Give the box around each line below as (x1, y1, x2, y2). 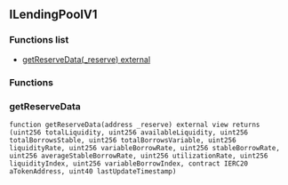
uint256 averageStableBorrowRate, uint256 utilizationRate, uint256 (9, 151, 268, 160)
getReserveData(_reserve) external (21, 53, 151, 65)
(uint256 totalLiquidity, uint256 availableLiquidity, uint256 (9, 128, 249, 137)
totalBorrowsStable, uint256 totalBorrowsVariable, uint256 (9, 135, 237, 145)
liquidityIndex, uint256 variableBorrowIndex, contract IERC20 (9, 159, 249, 168)
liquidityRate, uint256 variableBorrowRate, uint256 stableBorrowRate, (9, 143, 280, 152)
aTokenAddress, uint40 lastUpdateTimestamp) (9, 166, 177, 176)
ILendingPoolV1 (9, 7, 98, 22)
